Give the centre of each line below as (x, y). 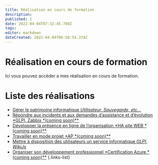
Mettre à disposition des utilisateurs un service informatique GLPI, (80, 141)
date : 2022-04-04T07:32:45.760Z (39, 24)
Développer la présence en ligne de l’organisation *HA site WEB (78, 125)
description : (19, 14)
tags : (11, 28)
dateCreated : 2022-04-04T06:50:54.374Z (46, 38)
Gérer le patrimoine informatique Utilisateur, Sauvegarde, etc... (77, 109)
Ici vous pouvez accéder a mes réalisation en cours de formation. (72, 76)
